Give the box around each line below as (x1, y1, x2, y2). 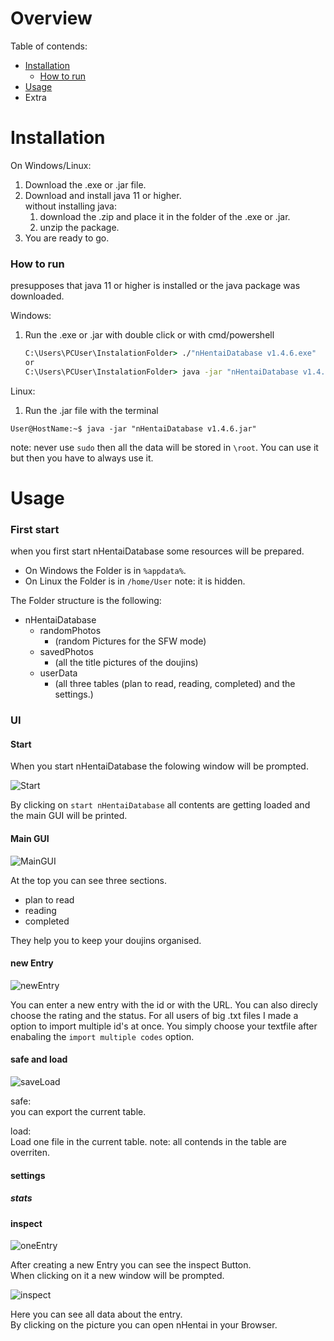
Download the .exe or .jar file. (24, 178, 147, 191)
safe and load (10, 1053, 68, 1066)
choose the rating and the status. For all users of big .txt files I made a (10, 1009, 299, 1021)
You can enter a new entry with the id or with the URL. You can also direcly (10, 998, 318, 1011)
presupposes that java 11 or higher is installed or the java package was (10, 280, 301, 292)
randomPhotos (39, 625, 102, 637)
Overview (10, 7, 93, 30)
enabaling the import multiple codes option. (10, 1030, 195, 1042)
